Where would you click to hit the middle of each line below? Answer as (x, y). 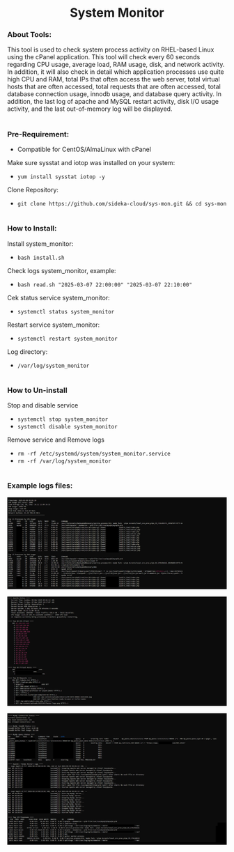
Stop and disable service (43, 405)
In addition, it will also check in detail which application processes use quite (116, 72)
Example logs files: (40, 486)
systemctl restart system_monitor (67, 339)
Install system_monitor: (40, 243)
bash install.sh (41, 258)
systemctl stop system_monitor (63, 419)
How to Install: (32, 229)
